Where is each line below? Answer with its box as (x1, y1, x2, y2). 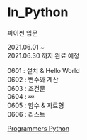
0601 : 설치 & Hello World (7, 66, 80, 75)
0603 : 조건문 (7, 84, 46, 92)
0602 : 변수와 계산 (7, 75, 59, 84)
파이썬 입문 (7, 28, 38, 37)
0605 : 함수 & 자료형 (7, 101, 64, 109)
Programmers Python (7, 124, 69, 132)
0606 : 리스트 (7, 109, 46, 118)
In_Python (7, 4, 69, 21)
